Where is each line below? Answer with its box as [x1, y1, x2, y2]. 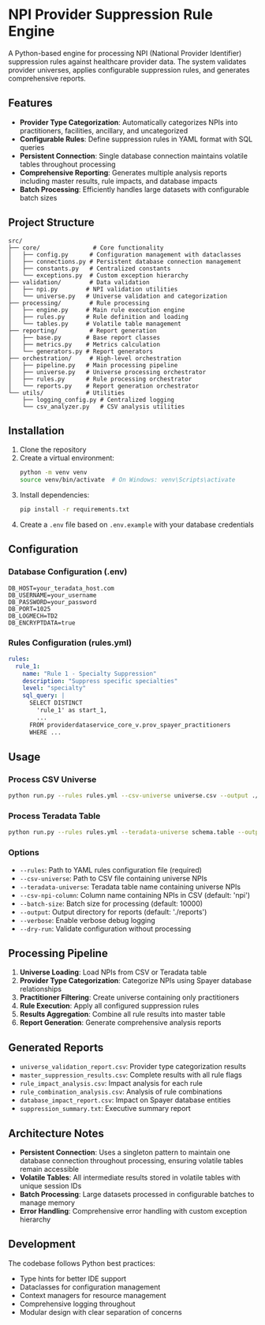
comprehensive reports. [8, 73, 87, 83]
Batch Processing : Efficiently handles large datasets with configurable [19, 184, 250, 194]
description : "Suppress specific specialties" [22, 677, 178, 685]
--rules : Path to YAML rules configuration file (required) [19, 865, 203, 874]
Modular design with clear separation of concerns [19, 1307, 183, 1316]
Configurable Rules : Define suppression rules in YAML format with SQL [19, 134, 253, 144]
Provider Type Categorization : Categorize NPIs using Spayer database [19, 976, 252, 985]
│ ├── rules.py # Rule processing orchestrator [8, 375, 192, 383]
